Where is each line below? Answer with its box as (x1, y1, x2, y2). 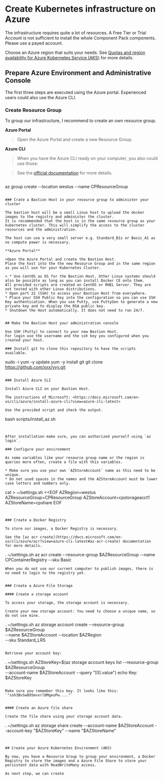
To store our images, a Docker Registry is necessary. (5, 526, 119, 531)
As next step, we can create (5, 771, 64, 776)
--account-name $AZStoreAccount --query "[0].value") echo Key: (5, 670, 138, 675)
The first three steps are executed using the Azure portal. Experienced (5, 89, 146, 95)
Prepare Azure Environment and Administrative (5, 69, 152, 77)
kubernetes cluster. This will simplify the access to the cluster (5, 223, 145, 228)
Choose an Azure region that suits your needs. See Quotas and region (5, 50, 145, 55)
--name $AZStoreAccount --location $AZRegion (5, 632, 102, 638)
